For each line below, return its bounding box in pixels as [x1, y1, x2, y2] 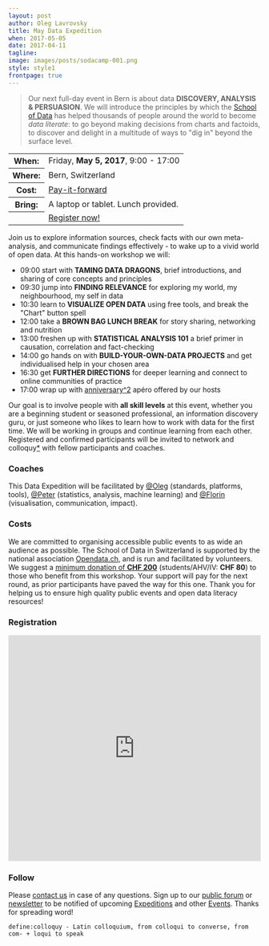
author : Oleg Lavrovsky [8, 19, 88, 27]
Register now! [48, 212, 100, 223]
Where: [12, 169, 42, 181]
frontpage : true [8, 71, 62, 80]
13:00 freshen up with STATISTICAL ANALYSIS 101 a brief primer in [19, 334, 243, 344]
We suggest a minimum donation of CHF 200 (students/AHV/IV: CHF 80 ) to [8, 562, 257, 572]
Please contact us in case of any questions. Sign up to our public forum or [8, 891, 253, 900]
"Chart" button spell [19, 308, 86, 318]
